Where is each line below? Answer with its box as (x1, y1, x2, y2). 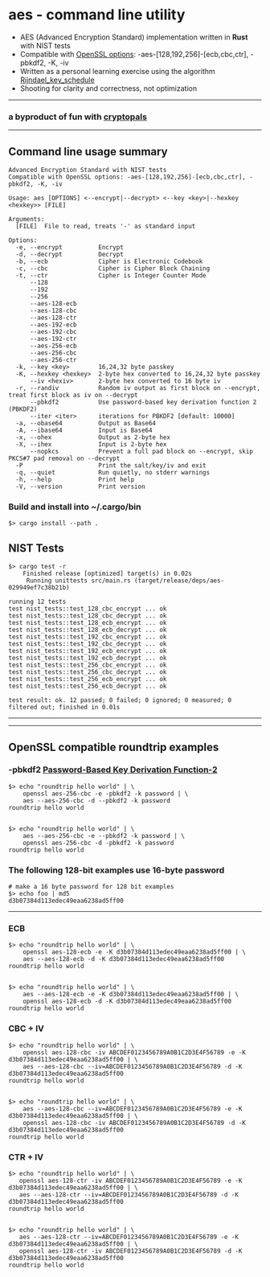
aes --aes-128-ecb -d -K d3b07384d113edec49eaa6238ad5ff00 (22, 955, 225, 963)
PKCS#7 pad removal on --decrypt (8, 454, 121, 463)
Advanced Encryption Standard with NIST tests (8, 166, 167, 175)
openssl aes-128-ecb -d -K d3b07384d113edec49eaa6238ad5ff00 (22, 997, 231, 1006)
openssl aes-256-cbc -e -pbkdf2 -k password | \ (22, 790, 189, 798)
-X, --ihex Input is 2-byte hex (15, 441, 167, 449)
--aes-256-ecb (29, 342, 78, 351)
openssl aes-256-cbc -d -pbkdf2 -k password (22, 839, 174, 847)
